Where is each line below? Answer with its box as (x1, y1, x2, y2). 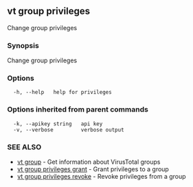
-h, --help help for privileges (13, 89, 112, 96)
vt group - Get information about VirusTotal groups (16, 158, 161, 166)
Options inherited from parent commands (7, 105, 149, 114)
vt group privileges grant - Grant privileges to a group (16, 165, 170, 173)
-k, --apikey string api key (13, 120, 103, 127)
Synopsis (7, 40, 39, 50)
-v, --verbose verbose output (13, 126, 125, 133)
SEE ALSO (7, 142, 42, 151)
